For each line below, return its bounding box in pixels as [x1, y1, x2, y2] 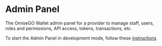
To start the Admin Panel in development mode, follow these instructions [5, 35, 157, 41]
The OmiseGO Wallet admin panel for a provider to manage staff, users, [5, 20, 154, 26]
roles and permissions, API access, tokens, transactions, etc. [5, 25, 132, 31]
